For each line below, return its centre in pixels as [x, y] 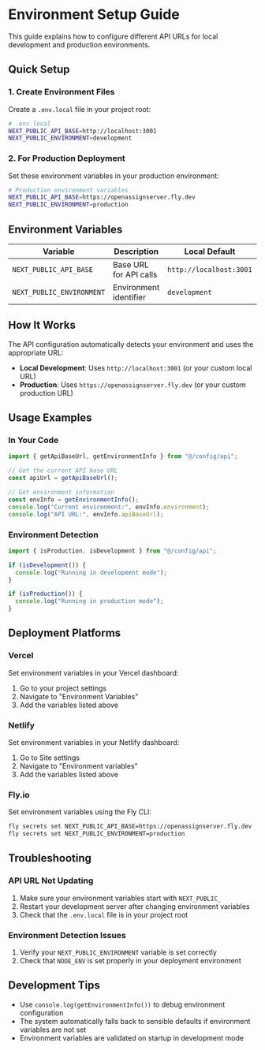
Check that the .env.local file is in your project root [104, 914]
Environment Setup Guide [94, 15]
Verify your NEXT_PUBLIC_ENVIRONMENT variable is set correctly [118, 952]
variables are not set [53, 1030]
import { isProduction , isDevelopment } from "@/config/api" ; [112, 551]
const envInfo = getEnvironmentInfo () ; [74, 499]
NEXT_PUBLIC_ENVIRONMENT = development [70, 138]
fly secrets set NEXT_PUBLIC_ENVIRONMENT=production [97, 834]
